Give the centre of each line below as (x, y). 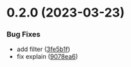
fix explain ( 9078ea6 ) (47, 57)
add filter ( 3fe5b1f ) (43, 49)
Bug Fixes (24, 35)
